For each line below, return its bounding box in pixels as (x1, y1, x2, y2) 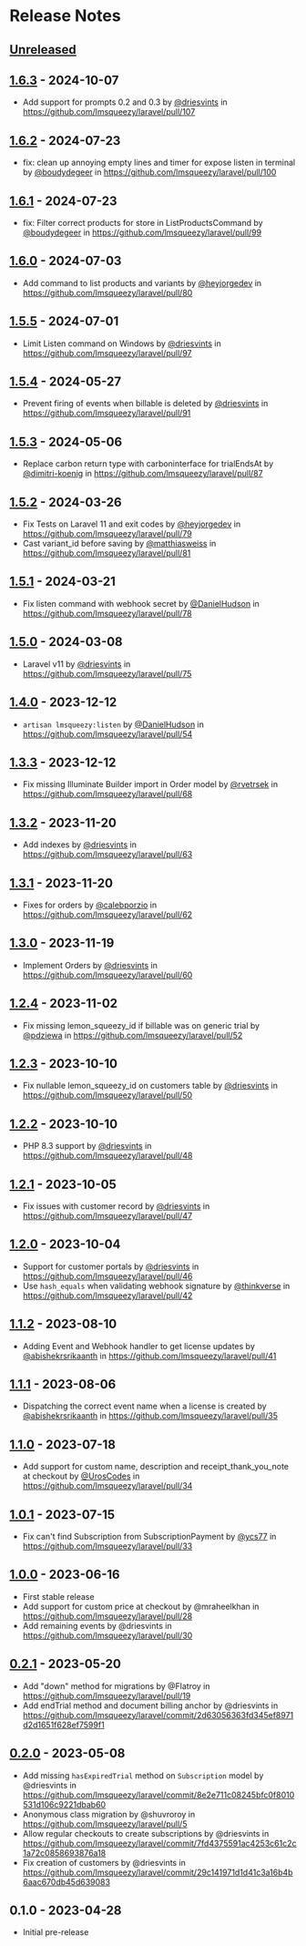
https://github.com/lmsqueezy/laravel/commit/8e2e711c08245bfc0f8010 (22, 1789, 295, 1800)
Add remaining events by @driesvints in (22, 1620, 172, 1631)
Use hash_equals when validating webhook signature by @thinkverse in (22, 1280, 291, 1291)
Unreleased (9, 42, 77, 57)
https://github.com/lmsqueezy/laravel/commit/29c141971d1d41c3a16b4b (22, 1867, 293, 1878)
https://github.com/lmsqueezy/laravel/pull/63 (22, 849, 193, 860)
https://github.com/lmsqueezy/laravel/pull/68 (22, 789, 193, 800)
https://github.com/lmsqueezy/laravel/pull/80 (22, 287, 193, 298)
